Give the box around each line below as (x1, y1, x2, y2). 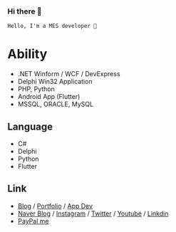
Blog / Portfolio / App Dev (17, 201, 93, 210)
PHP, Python (17, 85, 56, 93)
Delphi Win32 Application (17, 78, 93, 86)
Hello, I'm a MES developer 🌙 (7, 23, 98, 30)
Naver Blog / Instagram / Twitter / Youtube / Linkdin (17, 209, 169, 218)
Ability (7, 46, 48, 63)
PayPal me (17, 216, 49, 225)
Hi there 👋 (7, 6, 43, 16)
